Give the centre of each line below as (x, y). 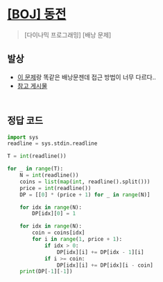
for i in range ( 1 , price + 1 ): (77, 240)
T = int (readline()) (37, 156)
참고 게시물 (32, 86)
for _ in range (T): (35, 169)
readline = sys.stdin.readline (52, 143)
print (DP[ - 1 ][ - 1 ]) (46, 272)
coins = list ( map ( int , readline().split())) (85, 182)
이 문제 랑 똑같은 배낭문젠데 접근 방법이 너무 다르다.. (86, 77)
